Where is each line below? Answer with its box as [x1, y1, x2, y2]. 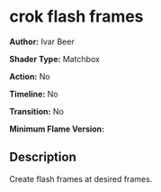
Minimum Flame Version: [9, 123, 105, 134]
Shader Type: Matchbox [9, 53, 101, 64]
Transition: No [9, 105, 65, 116]
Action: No [9, 70, 51, 82]
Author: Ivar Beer [9, 36, 75, 47]
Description [9, 150, 76, 165]
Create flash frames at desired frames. [9, 173, 153, 184]
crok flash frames [9, 6, 144, 27]
